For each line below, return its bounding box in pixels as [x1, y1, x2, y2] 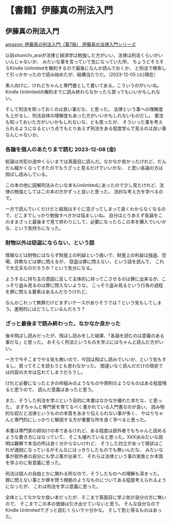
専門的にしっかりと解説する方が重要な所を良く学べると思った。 [14, 416, 149, 422]
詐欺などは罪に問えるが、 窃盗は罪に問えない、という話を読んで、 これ [14, 258, 164, 264]
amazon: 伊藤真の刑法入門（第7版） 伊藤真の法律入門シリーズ [5, 42, 136, 47]
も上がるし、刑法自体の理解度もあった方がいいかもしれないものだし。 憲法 [5, 112, 164, 119]
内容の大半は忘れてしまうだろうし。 [9, 369, 86, 375]
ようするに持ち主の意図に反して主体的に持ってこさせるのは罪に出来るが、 [5, 276, 162, 282]
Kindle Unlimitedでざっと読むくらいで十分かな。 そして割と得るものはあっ [5, 507, 162, 513]
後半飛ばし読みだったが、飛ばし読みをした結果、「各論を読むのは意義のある [5, 332, 165, 339]
